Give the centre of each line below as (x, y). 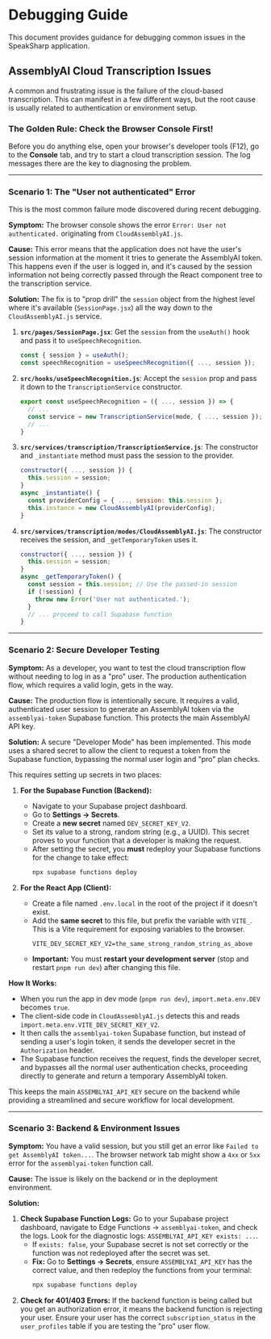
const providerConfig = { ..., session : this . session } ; (125, 500)
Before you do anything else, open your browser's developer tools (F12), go (134, 146)
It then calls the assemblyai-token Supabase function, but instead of (133, 1033)
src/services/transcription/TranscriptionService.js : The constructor (139, 447)
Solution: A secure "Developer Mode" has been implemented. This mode (130, 742)
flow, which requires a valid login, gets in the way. (91, 684)
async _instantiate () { (60, 493)
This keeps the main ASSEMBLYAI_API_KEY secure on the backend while (124, 1091)
